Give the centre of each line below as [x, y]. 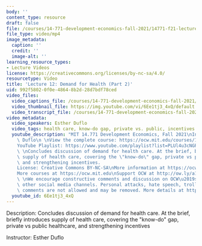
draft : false [23, 23]
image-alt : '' [29, 56]
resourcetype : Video [32, 79]
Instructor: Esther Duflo [35, 237]
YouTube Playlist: [40, 145]
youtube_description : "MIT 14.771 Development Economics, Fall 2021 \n [102, 135]
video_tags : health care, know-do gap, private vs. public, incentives [103, 129]
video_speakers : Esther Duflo [49, 124]
